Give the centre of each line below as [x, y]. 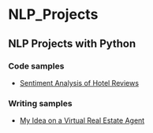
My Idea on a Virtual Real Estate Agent [82, 120]
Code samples [36, 66]
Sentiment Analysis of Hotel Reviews [79, 83]
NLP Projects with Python [72, 44]
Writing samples [40, 103]
